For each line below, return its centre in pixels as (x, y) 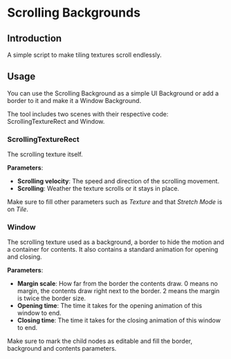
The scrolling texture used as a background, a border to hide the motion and (116, 242)
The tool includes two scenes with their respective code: (88, 114)
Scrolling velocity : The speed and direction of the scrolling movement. (118, 181)
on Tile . (18, 210)
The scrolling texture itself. (45, 154)
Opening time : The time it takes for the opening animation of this (110, 306)
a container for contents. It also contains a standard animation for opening (113, 250)
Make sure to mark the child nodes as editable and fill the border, (100, 341)
